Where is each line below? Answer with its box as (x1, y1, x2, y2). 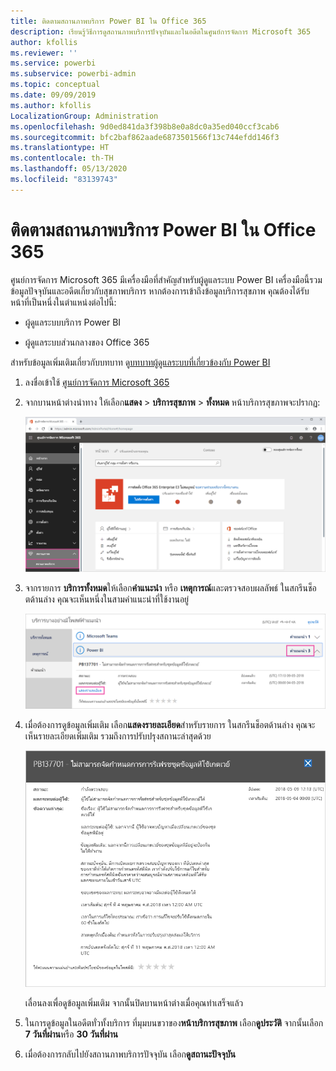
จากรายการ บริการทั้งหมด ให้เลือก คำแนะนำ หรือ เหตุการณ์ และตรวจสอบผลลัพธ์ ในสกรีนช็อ (24, 582, 317, 594)
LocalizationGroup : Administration (10, 111, 159, 121)
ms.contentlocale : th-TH (10, 153, 114, 164)
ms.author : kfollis (10, 100, 92, 110)
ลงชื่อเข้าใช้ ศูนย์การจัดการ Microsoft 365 (24, 376, 170, 388)
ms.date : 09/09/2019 (10, 90, 97, 100)
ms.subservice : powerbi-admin (10, 69, 137, 79)
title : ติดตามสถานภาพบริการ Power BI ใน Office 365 (10, 16, 207, 26)
